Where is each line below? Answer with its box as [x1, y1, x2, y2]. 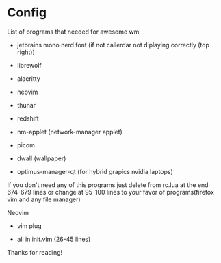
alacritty [16, 74, 41, 83]
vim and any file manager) [7, 195, 81, 203]
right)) [16, 48, 36, 56]
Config [7, 5, 47, 21]
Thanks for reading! [7, 248, 63, 256]
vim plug [16, 221, 42, 230]
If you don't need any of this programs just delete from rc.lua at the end [7, 180, 209, 189]
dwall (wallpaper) [16, 154, 66, 162]
